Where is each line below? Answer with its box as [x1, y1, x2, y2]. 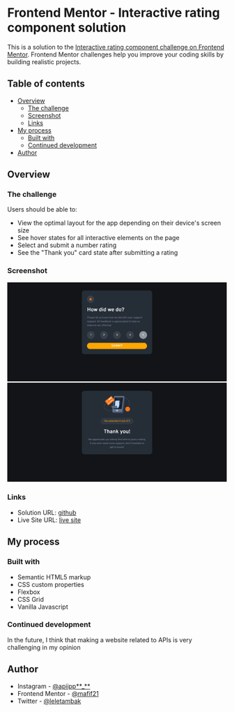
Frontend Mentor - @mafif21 [17, 689, 99, 697]
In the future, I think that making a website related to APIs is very [7, 635, 193, 644]
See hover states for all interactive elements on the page [17, 234, 180, 242]
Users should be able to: [7, 205, 78, 214]
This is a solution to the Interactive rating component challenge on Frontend [7, 43, 225, 51]
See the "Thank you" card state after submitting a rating [17, 249, 178, 257]
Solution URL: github [17, 508, 77, 517]
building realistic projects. [7, 57, 81, 66]
